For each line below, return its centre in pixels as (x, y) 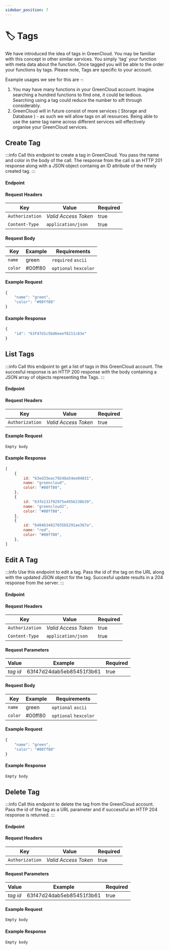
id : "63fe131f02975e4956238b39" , (59, 502)
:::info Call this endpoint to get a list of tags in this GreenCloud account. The (84, 366)
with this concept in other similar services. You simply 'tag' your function (81, 59)
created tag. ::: (20, 171)
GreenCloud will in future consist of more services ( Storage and (79, 111)
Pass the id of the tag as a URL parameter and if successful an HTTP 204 (81, 810)
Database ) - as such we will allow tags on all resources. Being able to (85, 116)
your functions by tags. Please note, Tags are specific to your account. (79, 69)
